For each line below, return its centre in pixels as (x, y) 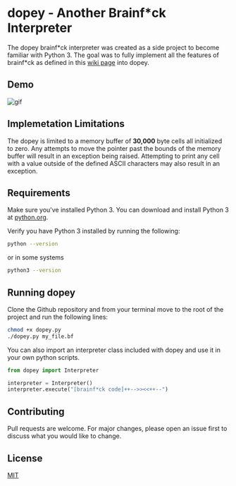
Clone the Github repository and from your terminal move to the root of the (116, 309)
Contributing (36, 412)
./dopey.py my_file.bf (41, 336)
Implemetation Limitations (66, 124)
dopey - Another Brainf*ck (87, 13)
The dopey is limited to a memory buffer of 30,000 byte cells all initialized (115, 141)
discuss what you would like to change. (64, 436)
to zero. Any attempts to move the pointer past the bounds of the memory (114, 148)
